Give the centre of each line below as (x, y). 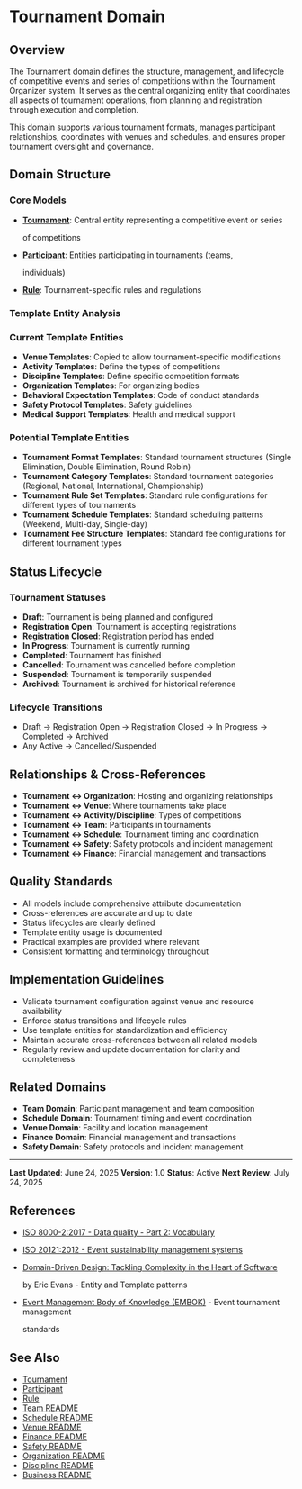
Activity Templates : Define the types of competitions (121, 366)
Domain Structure (60, 174)
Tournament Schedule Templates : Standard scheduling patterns (142, 514)
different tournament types (72, 543)
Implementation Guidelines (87, 980)
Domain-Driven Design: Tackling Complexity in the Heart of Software (150, 1267)
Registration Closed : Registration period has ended (118, 636)
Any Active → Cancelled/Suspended (89, 746)
